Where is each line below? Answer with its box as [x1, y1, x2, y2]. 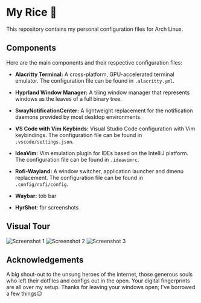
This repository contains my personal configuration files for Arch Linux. [6, 25, 183, 33]
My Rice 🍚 [6, 5, 57, 19]
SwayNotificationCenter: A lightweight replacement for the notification [14, 107, 193, 114]
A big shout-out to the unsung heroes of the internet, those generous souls [6, 271, 193, 278]
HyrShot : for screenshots [14, 203, 79, 211]
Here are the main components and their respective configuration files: [6, 59, 183, 66]
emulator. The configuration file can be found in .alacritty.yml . [14, 77, 175, 84]
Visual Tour [6, 222, 50, 232]
